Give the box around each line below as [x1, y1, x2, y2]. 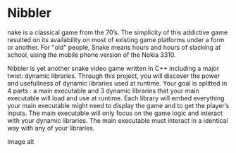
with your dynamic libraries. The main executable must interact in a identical [7, 116, 228, 124]
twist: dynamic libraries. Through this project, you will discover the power [7, 72, 221, 80]
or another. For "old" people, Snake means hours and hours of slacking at [7, 43, 221, 51]
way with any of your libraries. [7, 124, 95, 132]
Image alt [7, 137, 35, 145]
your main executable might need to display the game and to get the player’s [7, 101, 230, 109]
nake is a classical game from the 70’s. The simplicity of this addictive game [7, 28, 228, 36]
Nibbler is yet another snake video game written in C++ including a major [7, 64, 220, 72]
